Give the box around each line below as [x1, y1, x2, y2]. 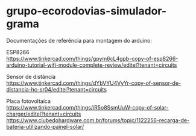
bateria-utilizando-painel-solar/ [6, 123, 84, 130]
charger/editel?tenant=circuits [6, 110, 81, 117]
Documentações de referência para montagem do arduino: [6, 37, 153, 44]
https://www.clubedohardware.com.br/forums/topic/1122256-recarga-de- [6, 116, 190, 124]
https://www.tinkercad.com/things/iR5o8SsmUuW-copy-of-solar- [6, 104, 169, 111]
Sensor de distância [6, 73, 56, 80]
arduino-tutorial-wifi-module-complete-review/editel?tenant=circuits [6, 61, 177, 69]
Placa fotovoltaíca [6, 97, 51, 105]
